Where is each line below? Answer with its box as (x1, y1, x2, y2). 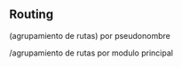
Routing (9, 7, 54, 22)
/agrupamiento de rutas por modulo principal (9, 48, 173, 58)
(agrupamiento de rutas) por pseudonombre (9, 30, 170, 41)
